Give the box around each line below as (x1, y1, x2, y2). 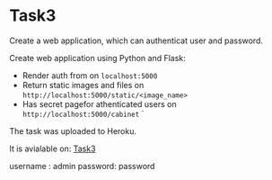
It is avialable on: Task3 (9, 143, 96, 154)
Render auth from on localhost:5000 (22, 69, 158, 81)
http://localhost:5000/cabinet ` (22, 108, 145, 119)
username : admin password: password (9, 160, 155, 171)
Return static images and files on (22, 79, 145, 90)
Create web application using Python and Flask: (9, 52, 186, 63)
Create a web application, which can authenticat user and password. (9, 35, 263, 46)
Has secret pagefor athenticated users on (22, 98, 177, 109)
